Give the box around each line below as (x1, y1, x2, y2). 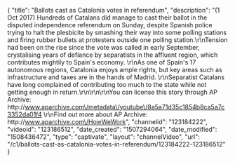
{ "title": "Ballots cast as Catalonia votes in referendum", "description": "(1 (7, 6, 220, 14)
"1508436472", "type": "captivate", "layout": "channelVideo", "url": (7, 133, 200, 141)
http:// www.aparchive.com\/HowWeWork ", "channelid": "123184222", (7, 118, 208, 126)
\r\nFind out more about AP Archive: (43, 110, 148, 119)
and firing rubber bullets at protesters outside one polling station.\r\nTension (7, 36, 228, 44)
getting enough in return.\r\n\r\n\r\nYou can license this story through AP (7, 88, 217, 96)
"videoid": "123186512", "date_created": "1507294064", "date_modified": (7, 126, 217, 133)
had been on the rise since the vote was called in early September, (7, 43, 200, 51)
